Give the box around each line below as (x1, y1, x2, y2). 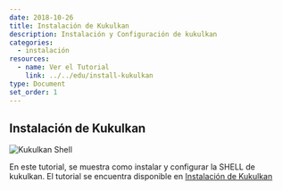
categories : (9, 37, 54, 47)
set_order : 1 (9, 87, 58, 96)
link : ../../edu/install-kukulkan (25, 71, 153, 80)
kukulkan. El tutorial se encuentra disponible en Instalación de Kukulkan (9, 171, 273, 182)
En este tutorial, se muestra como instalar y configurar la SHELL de (9, 161, 256, 172)
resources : (9, 54, 50, 63)
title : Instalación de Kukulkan (9, 21, 129, 30)
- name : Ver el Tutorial (17, 63, 110, 72)
